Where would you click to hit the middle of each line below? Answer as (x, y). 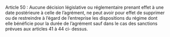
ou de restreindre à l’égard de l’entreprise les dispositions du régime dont (81, 18)
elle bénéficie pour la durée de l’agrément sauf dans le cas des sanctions (81, 23)
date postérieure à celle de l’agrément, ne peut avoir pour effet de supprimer (85, 13)
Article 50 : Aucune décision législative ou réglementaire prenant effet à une (84, 7)
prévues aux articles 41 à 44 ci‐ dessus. (47, 29)
